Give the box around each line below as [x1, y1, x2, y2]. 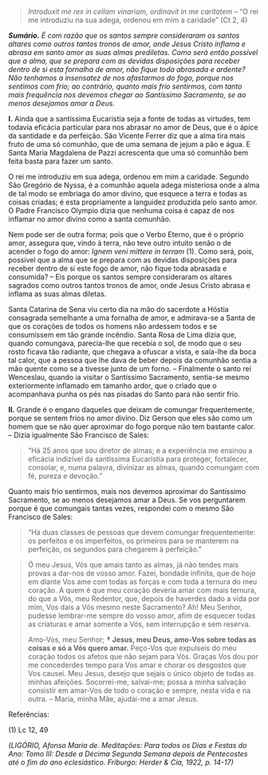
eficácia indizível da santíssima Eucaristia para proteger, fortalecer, [27, 454, 249, 464]
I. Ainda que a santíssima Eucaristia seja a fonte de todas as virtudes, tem [8, 114, 250, 123]
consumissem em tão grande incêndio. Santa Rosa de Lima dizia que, [8, 330, 237, 339]
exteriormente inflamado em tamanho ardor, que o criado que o [8, 381, 217, 390]
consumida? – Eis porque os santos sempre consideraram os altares [8, 272, 233, 282]
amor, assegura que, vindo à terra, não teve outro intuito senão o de [8, 239, 231, 247]
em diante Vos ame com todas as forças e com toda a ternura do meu [27, 577, 258, 586]
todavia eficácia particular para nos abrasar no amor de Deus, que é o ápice [8, 123, 258, 132]
